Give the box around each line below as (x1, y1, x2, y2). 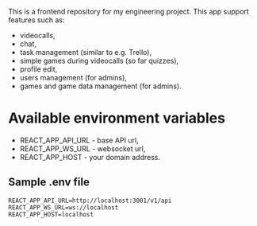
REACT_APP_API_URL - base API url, (19, 135, 139, 145)
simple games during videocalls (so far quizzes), (19, 56, 179, 65)
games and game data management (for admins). (19, 81, 182, 91)
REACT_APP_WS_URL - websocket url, (19, 143, 146, 154)
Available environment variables (8, 109, 226, 127)
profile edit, (19, 64, 58, 74)
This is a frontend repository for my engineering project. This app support (8, 7, 250, 16)
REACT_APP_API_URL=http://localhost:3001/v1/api (8, 197, 172, 205)
